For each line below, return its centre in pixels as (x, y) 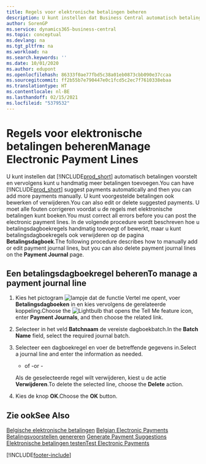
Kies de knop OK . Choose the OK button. (66, 396)
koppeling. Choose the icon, (104, 311)
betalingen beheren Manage (78, 146)
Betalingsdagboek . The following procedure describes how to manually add (102, 241)
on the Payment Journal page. (45, 254)
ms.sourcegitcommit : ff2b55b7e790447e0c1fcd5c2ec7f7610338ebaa (89, 80)
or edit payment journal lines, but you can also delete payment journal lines (101, 248)
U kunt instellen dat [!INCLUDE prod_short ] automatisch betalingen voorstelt (102, 176)
